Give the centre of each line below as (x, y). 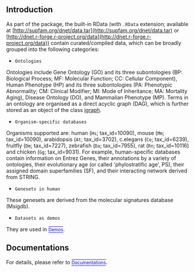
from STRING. (23, 177)
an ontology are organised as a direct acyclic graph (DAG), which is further (97, 104)
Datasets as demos (37, 218)
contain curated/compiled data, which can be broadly (116, 43)
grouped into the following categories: (53, 49)
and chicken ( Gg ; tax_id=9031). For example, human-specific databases (93, 152)
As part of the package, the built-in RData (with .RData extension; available (97, 24)
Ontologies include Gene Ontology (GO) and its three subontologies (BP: (94, 72)
